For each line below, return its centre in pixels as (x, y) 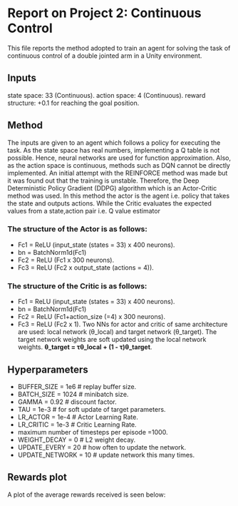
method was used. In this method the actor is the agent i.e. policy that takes (119, 196)
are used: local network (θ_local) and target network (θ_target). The (117, 332)
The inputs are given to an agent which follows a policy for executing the (114, 142)
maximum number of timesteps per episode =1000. (93, 432)
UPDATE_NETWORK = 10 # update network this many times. (106, 455)
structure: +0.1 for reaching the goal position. (73, 103)
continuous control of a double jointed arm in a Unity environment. (105, 56)
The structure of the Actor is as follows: (77, 229)
